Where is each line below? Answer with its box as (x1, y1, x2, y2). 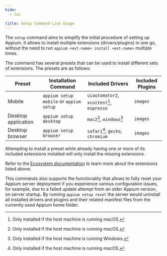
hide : (5, 7, 16, 12)
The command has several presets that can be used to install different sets (5, 60, 158, 66)
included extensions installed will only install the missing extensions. (5, 150, 145, 157)
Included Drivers (88, 80, 128, 87)
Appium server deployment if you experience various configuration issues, (5, 180, 158, 187)
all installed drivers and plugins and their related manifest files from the (5, 196, 151, 202)
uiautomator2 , (87, 92, 119, 99)
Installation (49, 77, 76, 84)
